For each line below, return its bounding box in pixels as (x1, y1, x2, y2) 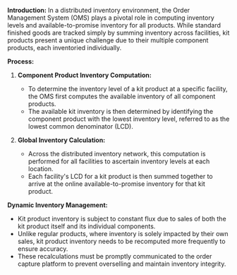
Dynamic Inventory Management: (7, 201, 108, 209)
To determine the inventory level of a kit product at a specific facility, (28, 85, 228, 93)
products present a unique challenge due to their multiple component (7, 36, 209, 45)
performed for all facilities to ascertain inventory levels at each (28, 157, 210, 165)
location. (28, 165, 54, 172)
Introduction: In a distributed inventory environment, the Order (7, 6, 190, 14)
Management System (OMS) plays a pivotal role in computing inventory (7, 13, 215, 22)
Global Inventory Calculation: (17, 136, 106, 144)
